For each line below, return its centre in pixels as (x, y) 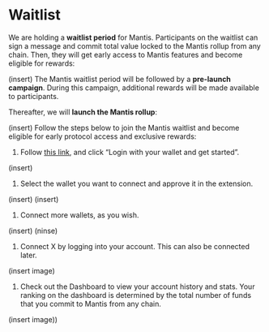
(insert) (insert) (34, 199)
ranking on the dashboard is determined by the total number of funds (136, 295)
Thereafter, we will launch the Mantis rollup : (83, 112)
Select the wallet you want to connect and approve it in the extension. (137, 183)
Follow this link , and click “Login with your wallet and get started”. (130, 152)
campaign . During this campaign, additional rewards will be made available (134, 88)
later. (29, 255)
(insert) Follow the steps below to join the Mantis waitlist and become (124, 127)
